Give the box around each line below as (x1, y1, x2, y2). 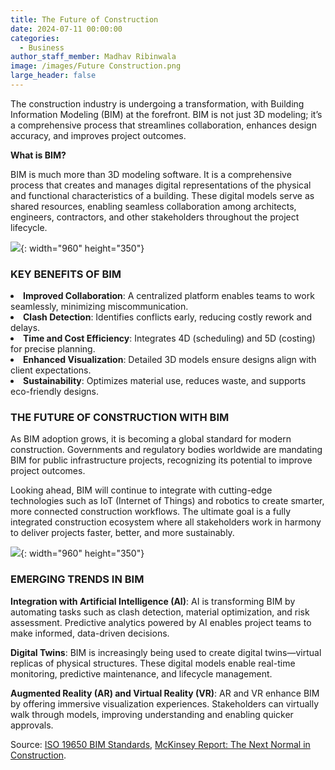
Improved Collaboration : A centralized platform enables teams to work (23, 290, 315, 302)
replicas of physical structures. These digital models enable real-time (10, 657, 296, 669)
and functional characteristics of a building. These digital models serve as (10, 189, 315, 201)
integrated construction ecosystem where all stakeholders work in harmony (10, 516, 322, 528)
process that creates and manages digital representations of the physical (10, 179, 312, 191)
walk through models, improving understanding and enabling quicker (10, 708, 294, 720)
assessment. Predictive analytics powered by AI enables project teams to (10, 616, 312, 628)
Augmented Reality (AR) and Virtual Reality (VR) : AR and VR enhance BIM (10, 687, 320, 699)
